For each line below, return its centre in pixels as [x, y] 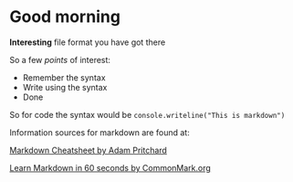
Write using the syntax [65, 87]
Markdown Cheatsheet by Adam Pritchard [88, 150]
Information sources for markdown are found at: [99, 132]
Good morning [65, 17]
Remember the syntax [64, 77]
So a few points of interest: [60, 59]
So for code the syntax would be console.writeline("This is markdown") [147, 114]
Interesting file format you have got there [88, 42]
